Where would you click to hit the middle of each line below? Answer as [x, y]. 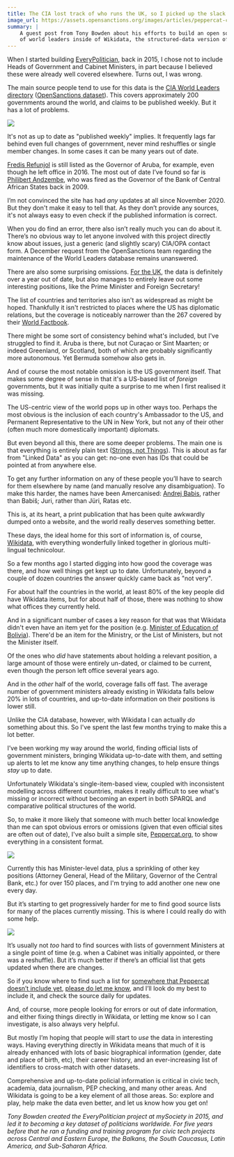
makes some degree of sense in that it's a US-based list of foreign [102, 379]
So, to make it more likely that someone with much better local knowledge [113, 820]
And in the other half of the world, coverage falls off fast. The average [107, 684]
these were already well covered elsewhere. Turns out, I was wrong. [105, 75]
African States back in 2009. [48, 187]
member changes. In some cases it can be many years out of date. [103, 151]
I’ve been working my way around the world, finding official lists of [103, 748]
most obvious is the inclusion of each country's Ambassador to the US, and [116, 414]
